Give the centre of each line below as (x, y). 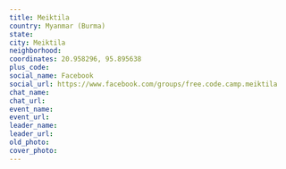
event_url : (29, 117)
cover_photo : (34, 150)
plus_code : (29, 68)
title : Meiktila (39, 17)
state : (21, 34)
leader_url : (31, 134)
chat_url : (28, 101)
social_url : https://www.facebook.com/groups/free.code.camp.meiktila (143, 84)
